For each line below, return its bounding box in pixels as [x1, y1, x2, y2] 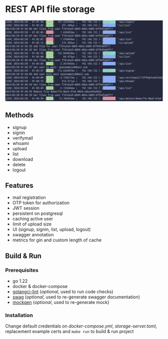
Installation [5, 312, 33, 319]
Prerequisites [5, 266, 38, 273]
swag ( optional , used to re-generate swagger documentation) [12, 294, 140, 300]
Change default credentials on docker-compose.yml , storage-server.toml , [5, 323, 157, 329]
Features [5, 181, 33, 190]
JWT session [12, 205, 39, 211]
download [12, 156, 33, 162]
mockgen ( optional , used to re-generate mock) [12, 299, 109, 305]
